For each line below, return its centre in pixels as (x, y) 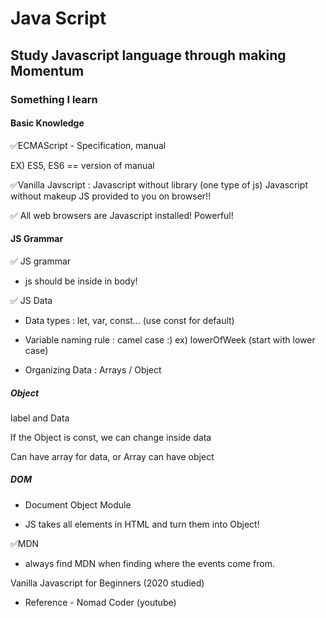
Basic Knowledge (47, 123)
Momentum (47, 70)
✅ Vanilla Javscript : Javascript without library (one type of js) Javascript (159, 184)
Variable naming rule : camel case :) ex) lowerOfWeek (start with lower (170, 339)
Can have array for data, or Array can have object (112, 456)
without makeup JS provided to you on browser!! (111, 196)
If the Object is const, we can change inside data (111, 437)
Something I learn (54, 99)
